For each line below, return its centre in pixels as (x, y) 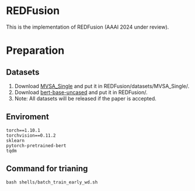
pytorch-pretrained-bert (36, 145)
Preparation (35, 51)
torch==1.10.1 (23, 130)
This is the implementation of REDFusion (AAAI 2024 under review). (88, 27)
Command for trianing (47, 169)
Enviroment (28, 117)
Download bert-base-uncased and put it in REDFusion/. (81, 92)
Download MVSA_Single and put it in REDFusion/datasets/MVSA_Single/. (102, 86)
